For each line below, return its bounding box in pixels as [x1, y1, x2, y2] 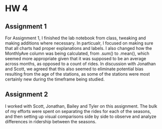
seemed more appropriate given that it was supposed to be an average [5, 56, 147, 61]
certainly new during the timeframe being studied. [5, 76, 105, 82]
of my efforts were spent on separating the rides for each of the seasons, [5, 108, 151, 114]
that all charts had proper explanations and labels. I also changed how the [5, 46, 152, 51]
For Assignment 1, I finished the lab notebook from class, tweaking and [5, 35, 146, 41]
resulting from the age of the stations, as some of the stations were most [5, 71, 150, 77]
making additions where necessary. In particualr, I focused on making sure [5, 40, 153, 46]
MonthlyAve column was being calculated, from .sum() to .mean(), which [5, 50, 150, 56]
